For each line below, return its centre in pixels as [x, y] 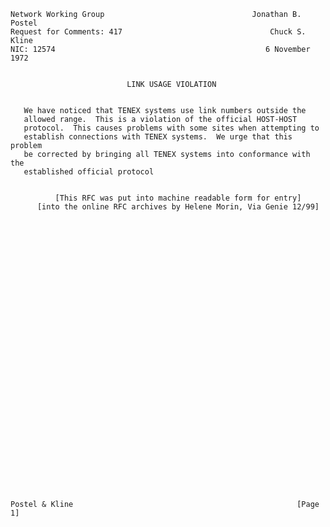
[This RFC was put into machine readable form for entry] [178, 198]
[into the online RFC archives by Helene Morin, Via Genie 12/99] [178, 207]
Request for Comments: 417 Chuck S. [158, 32]
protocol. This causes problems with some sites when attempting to [171, 128]
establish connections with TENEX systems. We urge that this [158, 137]
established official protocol [89, 172]
